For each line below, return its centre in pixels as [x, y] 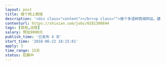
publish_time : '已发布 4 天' [34, 37]
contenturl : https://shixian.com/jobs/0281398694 [57, 23]
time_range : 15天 [23, 50]
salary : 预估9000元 [24, 32]
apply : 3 [14, 46]
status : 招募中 [20, 55]
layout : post [19, 10]
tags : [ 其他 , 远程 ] [23, 28]
